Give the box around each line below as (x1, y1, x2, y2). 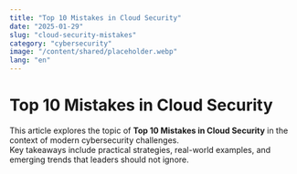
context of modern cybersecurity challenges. (9, 134, 180, 146)
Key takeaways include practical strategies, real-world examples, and (9, 144, 271, 155)
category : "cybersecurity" (9, 38, 112, 48)
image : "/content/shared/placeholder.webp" (9, 47, 178, 56)
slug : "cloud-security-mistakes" (9, 30, 137, 39)
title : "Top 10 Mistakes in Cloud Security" (9, 13, 182, 23)
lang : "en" (9, 56, 51, 65)
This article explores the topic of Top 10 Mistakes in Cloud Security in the (9, 125, 289, 136)
